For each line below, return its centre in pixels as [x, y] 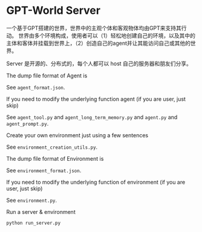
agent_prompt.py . [28, 123]
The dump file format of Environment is [55, 158]
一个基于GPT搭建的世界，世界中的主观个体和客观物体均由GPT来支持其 [94, 28]
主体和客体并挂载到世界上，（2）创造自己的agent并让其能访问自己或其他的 [98, 43]
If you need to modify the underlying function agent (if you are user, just [96, 99]
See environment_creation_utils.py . [52, 147]
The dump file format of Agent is [47, 76]
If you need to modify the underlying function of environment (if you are [96, 182]
